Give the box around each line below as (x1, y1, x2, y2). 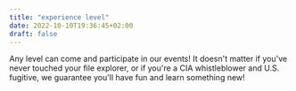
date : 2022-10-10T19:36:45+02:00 (9, 21, 134, 30)
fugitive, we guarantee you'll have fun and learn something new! (9, 72, 245, 83)
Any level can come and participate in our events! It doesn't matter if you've (9, 54, 288, 64)
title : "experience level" (9, 12, 110, 22)
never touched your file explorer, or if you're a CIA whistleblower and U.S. (9, 63, 280, 73)
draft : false (9, 29, 58, 38)
